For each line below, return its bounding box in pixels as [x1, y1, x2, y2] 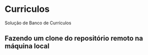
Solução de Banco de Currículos [4, 20, 71, 26]
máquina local [4, 42, 49, 51]
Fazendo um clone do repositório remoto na [4, 34, 143, 43]
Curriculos [4, 3, 50, 15]
